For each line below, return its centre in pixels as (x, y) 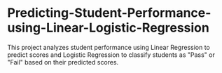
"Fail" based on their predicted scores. (63, 62)
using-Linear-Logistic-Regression (109, 28)
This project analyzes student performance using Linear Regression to (109, 47)
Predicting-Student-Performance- (109, 13)
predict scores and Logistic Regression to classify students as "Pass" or (111, 55)
